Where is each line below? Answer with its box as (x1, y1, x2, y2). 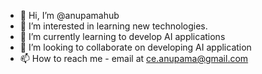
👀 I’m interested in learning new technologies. (19, 20, 208, 32)
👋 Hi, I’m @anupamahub (19, 10, 120, 21)
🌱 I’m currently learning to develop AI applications (19, 31, 226, 42)
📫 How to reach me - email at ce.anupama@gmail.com (19, 53, 249, 64)
